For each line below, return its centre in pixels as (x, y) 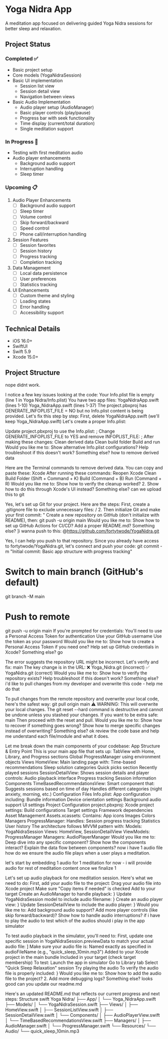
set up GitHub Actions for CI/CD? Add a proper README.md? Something (80, 525)
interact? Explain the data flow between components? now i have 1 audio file (84, 848)
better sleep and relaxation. (34, 28)
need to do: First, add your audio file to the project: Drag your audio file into (83, 883)
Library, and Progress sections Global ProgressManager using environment (83, 756)
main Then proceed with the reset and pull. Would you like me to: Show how (84, 720)
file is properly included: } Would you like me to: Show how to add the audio (83, 973)
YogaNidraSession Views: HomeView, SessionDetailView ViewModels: (78, 832)
